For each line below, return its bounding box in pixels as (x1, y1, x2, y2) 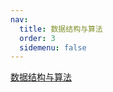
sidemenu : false (19, 42, 87, 53)
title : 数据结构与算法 (19, 24, 103, 34)
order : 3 (19, 33, 56, 43)
